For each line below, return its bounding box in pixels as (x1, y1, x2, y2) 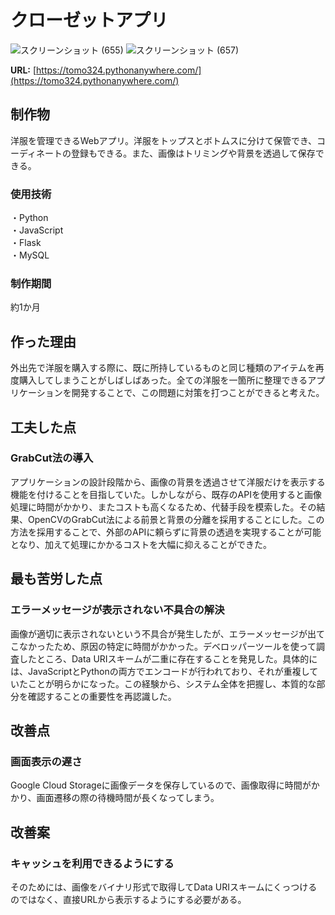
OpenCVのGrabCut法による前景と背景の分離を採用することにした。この (27, 513, 325, 525)
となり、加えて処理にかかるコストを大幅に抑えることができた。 (10, 538, 272, 550)
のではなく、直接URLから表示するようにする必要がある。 (10, 893, 247, 905)
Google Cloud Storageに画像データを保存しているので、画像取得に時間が (10, 779, 312, 791)
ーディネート (10, 147, 63, 159)
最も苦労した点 (10, 571, 103, 588)
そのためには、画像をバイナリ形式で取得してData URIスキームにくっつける (10, 881, 318, 893)
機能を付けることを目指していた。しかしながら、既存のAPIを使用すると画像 (10, 488, 322, 500)
